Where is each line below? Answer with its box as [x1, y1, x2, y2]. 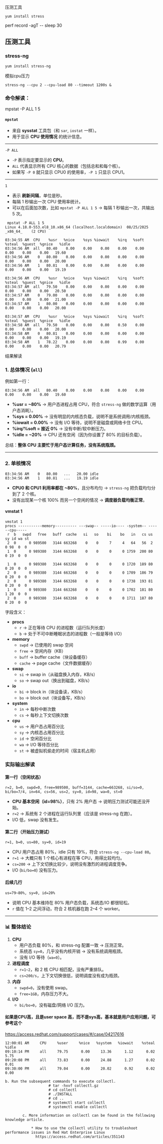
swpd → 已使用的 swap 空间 [19, 642, 74, 648]
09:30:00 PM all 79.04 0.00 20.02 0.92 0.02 [5, 1066, 155, 1071]
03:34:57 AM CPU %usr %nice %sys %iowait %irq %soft [5, 314, 145, 319]
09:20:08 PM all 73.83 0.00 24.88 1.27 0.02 [5, 1058, 155, 1063]
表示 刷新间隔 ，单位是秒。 [12, 193, 65, 198]
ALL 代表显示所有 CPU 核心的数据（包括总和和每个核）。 [12, 163, 123, 169]
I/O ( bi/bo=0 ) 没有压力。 [12, 867, 61, 873]
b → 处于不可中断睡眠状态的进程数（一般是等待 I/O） [19, 631, 125, 636]
